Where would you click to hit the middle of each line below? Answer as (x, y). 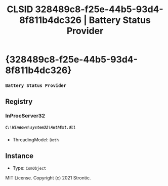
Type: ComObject (29, 168)
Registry (19, 101)
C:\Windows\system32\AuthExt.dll (40, 128)
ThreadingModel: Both (36, 140)
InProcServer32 (25, 116)
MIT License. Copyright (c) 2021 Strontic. (48, 178)
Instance (19, 156)
